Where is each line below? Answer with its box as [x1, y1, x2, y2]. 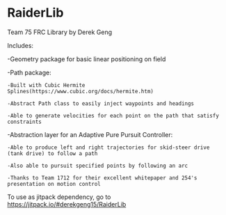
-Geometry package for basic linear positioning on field [7, 54, 166, 63]
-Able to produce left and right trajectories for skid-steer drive [7, 144, 210, 151]
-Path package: [7, 68, 51, 77]
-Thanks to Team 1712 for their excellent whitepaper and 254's [7, 174, 197, 182]
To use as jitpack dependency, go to [7, 193, 111, 201]
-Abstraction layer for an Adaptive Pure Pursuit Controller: [7, 130, 173, 138]
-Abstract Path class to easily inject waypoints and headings [7, 99, 195, 107]
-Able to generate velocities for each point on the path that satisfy [7, 112, 219, 119]
